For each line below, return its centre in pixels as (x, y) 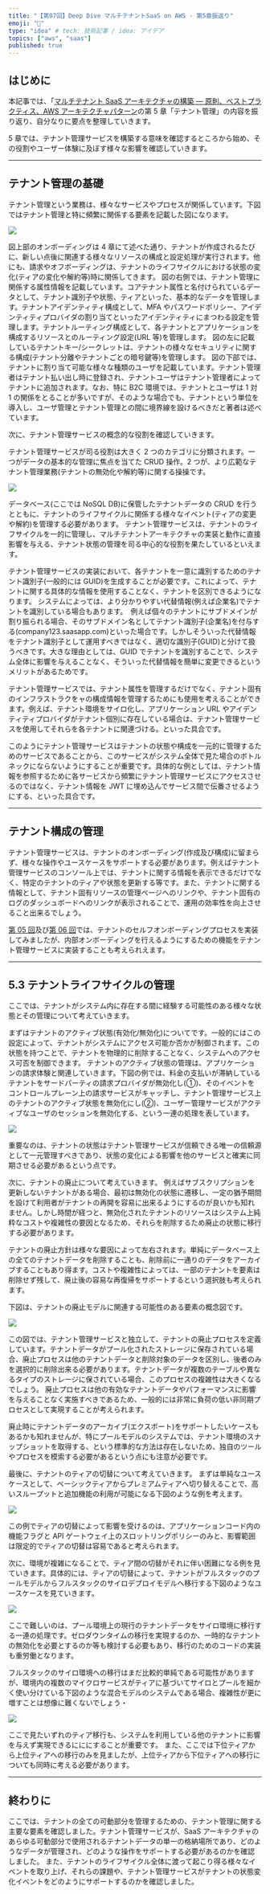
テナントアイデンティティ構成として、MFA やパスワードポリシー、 (131, 307)
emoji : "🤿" (27, 23)
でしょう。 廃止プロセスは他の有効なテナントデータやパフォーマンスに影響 (132, 1389)
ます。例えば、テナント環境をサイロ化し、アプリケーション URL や (119, 709)
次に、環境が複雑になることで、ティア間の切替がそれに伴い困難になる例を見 (135, 1563)
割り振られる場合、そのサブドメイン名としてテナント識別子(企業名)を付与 (131, 621)
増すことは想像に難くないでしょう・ (68, 1703)
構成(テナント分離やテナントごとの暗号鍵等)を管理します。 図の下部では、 (138, 357)
